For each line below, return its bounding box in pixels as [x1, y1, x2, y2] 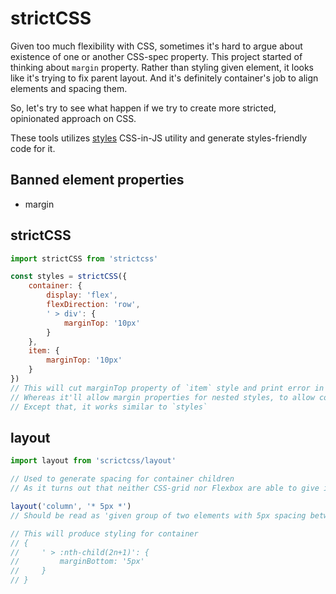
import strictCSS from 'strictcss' [10, 253, 159, 264]
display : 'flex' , [46, 290, 118, 301]
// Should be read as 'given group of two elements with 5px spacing [10, 510, 307, 521]
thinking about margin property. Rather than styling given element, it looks [10, 61, 314, 73]
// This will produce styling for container [10, 528, 199, 539]
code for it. [10, 142, 56, 154]
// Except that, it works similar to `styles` [10, 402, 208, 412]
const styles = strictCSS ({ [10, 272, 128, 282]
